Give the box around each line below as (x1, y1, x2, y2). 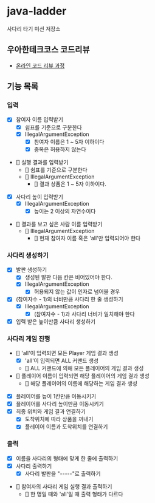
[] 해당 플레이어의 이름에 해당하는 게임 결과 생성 (24, 380, 137, 387)
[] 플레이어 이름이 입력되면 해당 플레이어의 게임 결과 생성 (15, 372, 150, 380)
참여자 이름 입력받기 (15, 116, 63, 123)
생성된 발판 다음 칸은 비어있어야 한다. (24, 274, 113, 281)
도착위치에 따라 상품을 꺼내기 (24, 416, 94, 423)
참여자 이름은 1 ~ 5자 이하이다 (33, 138, 105, 145)
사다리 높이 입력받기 (15, 193, 63, 200)
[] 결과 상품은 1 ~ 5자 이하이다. (33, 180, 107, 187)
